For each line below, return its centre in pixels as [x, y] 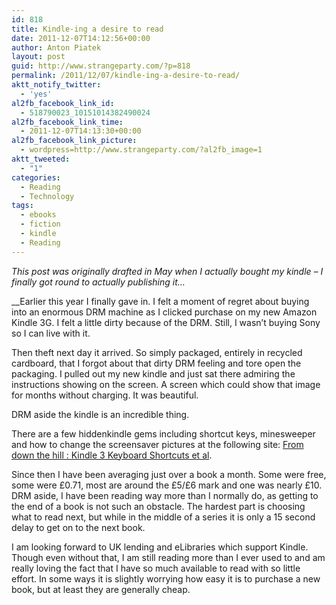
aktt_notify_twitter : [56, 85]
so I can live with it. [51, 333]
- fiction [40, 224]
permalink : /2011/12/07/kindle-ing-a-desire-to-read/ [126, 76]
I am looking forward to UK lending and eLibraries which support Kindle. [160, 547]
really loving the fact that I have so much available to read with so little [156, 568]
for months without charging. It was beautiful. [105, 395]
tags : [22, 206]
